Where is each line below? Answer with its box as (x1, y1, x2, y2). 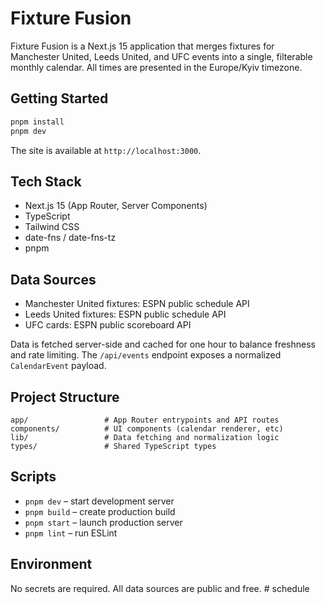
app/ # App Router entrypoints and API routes (10, 415, 280, 425)
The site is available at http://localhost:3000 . (10, 144, 202, 156)
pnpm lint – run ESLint (24, 527, 118, 539)
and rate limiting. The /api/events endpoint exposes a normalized (10, 349, 282, 361)
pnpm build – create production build (24, 505, 176, 517)
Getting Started (10, 90, 109, 107)
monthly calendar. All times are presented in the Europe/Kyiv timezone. (10, 61, 303, 73)
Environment (10, 556, 93, 573)
